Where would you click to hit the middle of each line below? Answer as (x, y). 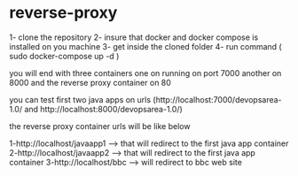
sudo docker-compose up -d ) (64, 56)
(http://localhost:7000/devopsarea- (217, 99)
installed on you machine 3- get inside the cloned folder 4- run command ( (145, 46)
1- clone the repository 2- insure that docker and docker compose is (134, 37)
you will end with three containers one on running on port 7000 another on (145, 73)
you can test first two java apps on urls (80, 99)
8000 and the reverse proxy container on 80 (90, 82)
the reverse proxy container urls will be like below (100, 126)
